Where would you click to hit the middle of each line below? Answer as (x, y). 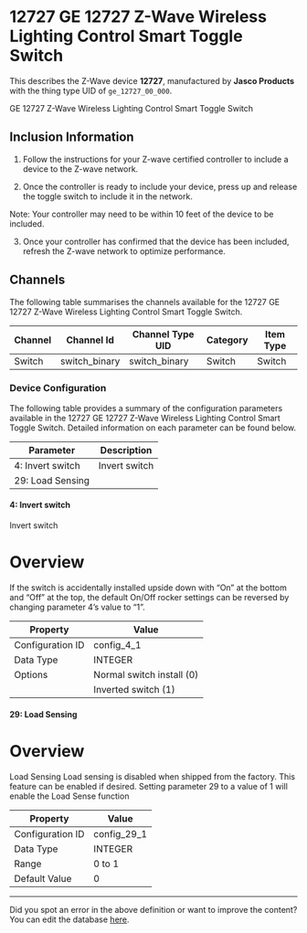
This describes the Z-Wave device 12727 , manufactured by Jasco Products (152, 80)
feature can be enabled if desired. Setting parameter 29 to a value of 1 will (148, 786)
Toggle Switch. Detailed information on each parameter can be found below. (153, 428)
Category (227, 340)
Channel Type (163, 334)
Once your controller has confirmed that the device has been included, (156, 241)
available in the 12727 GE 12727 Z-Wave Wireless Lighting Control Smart (145, 418)
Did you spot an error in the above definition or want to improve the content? (153, 909)
